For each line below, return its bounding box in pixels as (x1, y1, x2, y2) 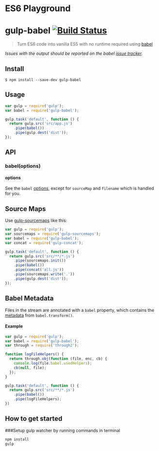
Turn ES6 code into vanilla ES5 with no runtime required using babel (16, 41, 153, 47)
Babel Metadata (5, 294, 54, 303)
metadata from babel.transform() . (5, 312, 74, 318)
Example (5, 323, 23, 329)
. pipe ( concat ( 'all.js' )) (14, 267, 64, 272)
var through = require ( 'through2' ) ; (5, 343, 79, 348)
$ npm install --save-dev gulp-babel (5, 77, 81, 82)
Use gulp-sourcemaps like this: (5, 218, 67, 224)
